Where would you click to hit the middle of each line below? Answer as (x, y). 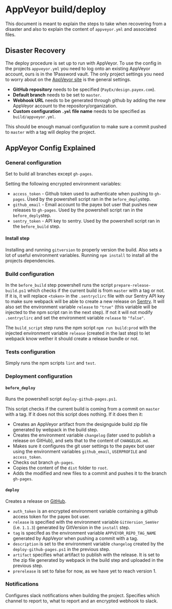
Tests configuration (30, 351)
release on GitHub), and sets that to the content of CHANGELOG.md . (81, 441)
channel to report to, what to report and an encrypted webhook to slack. (82, 601)
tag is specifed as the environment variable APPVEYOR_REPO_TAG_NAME (84, 533)
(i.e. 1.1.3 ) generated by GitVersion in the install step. (71, 527)
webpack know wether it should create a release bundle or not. (72, 338)
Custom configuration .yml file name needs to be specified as (79, 111)
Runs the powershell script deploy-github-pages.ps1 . (61, 399)
